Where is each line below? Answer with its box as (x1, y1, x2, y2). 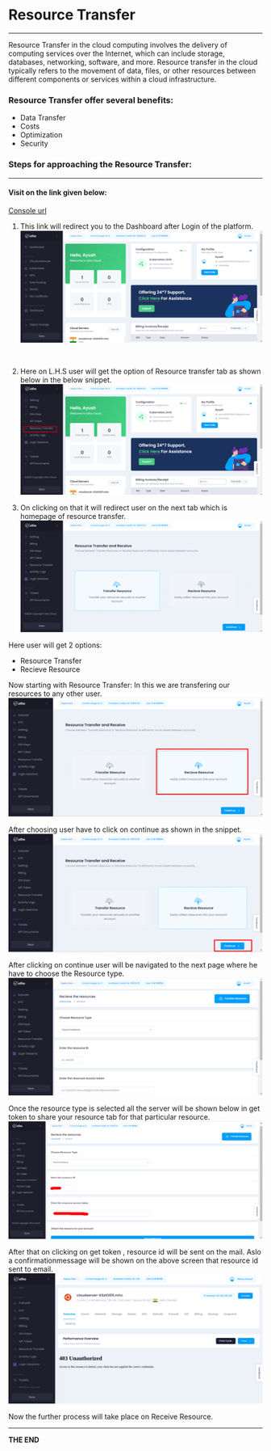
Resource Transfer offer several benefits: (8, 95, 173, 106)
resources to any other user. (8, 689, 102, 698)
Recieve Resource (19, 664, 81, 674)
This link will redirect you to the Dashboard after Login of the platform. (19, 221, 254, 231)
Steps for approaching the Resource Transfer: (8, 159, 192, 171)
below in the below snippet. (19, 375, 112, 385)
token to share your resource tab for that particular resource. (8, 1112, 211, 1122)
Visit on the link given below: (8, 188, 107, 197)
